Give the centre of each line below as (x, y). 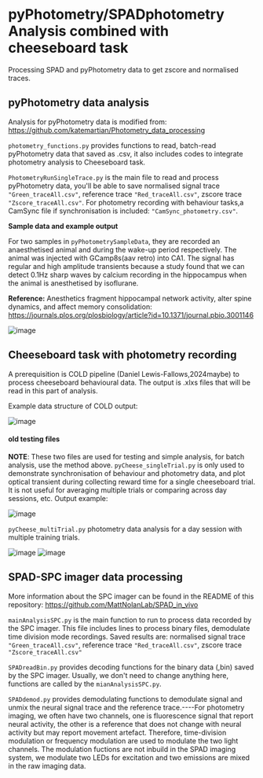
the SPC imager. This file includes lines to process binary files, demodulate (129, 628)
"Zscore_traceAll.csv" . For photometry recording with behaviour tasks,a (126, 202)
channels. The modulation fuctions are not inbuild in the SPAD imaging (122, 749)
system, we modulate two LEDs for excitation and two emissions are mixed (129, 758)
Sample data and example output (63, 226)
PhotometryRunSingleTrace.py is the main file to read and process (113, 177)
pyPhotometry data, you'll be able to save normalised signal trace (114, 186)
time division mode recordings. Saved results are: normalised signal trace (127, 636)
